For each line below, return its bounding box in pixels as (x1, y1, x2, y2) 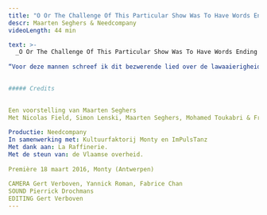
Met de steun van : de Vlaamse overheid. (8, 150, 145, 159)
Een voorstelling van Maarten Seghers (8, 106, 137, 114)
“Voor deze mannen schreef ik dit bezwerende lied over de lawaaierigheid (8, 63, 261, 71)
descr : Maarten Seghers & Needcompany (8, 19, 137, 27)
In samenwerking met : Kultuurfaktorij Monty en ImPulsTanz (8, 136, 208, 144)
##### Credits (8, 84, 56, 92)
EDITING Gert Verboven (8, 195, 83, 203)
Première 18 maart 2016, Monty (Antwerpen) (8, 165, 155, 173)
